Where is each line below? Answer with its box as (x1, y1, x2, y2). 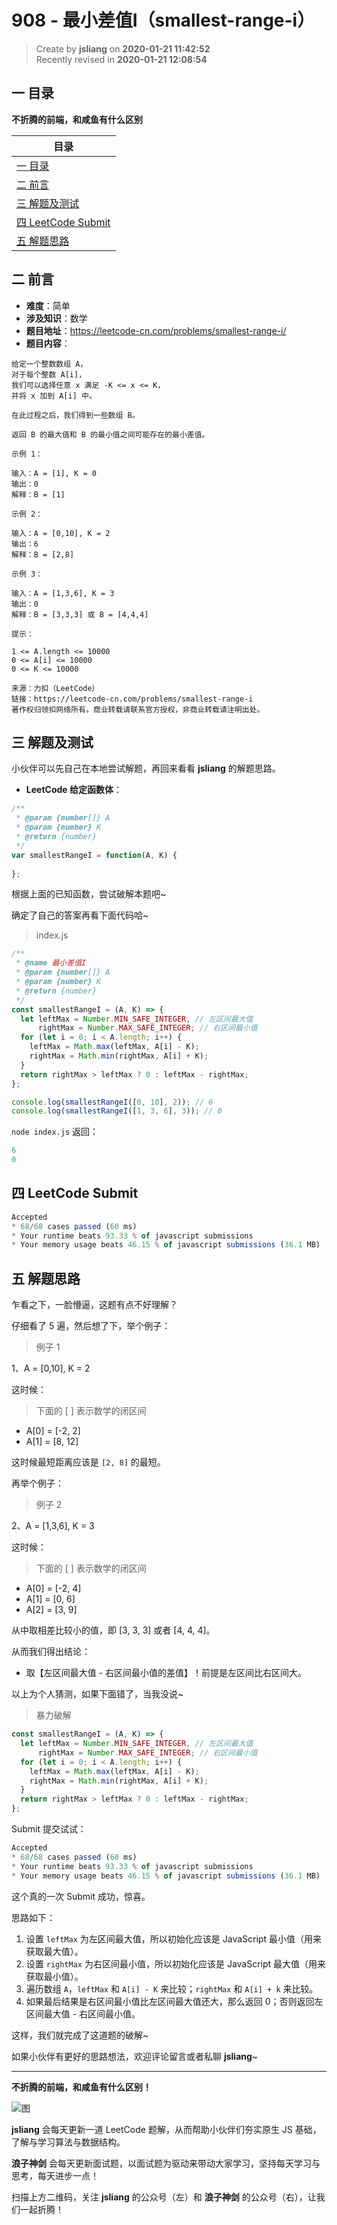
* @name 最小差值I (15, 958, 87, 968)
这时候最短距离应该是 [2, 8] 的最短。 (11, 1456, 166, 1468)
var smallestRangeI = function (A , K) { (11, 850, 178, 860)
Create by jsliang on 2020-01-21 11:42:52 (35, 42, 211, 55)
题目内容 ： (25, 337, 71, 349)
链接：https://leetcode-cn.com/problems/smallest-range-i (11, 694, 254, 704)
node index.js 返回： (11, 1126, 99, 1138)
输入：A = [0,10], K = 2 (11, 528, 111, 538)
